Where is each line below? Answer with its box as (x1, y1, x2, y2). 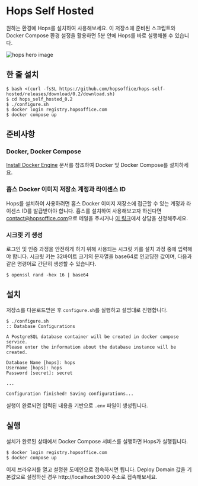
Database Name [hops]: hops (6, 359, 76, 365)
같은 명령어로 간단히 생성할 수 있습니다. (6, 260, 97, 268)
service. (6, 339, 28, 345)
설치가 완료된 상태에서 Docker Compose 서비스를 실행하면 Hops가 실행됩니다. (6, 437, 189, 445)
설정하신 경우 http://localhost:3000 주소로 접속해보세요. (26, 473, 158, 480)
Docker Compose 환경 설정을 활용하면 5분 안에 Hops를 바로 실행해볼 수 (6, 31, 174, 39)
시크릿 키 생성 (6, 231, 43, 239)
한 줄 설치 (6, 70, 39, 80)
